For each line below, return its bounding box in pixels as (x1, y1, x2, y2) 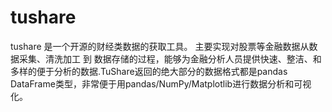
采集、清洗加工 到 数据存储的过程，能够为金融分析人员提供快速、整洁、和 (18, 52, 322, 65)
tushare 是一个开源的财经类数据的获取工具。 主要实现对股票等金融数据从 (10, 40, 310, 52)
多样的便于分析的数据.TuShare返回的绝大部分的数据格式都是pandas (10, 65, 288, 77)
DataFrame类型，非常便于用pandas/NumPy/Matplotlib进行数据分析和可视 (10, 77, 312, 90)
